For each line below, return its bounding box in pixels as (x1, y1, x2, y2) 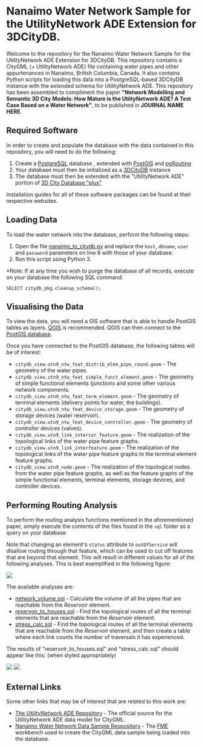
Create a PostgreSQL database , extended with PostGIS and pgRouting (14, 159, 192, 167)
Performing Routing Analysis (6, 500, 118, 510)
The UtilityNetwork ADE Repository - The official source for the (14, 709, 172, 717)
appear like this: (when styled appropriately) (6, 652, 117, 659)
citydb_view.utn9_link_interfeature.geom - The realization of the (14, 444, 179, 452)
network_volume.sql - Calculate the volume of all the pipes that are (14, 595, 181, 602)
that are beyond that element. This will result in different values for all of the (6, 554, 195, 561)
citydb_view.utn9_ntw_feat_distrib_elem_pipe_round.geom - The (14, 360, 177, 367)
